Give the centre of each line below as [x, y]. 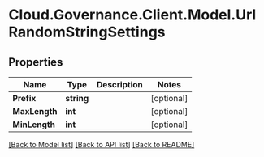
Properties [36, 62]
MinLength [34, 125]
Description [120, 85]
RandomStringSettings [87, 32]
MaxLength [35, 111]
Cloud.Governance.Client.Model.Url [132, 15]
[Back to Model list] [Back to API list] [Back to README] [102, 144]
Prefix [24, 98]
